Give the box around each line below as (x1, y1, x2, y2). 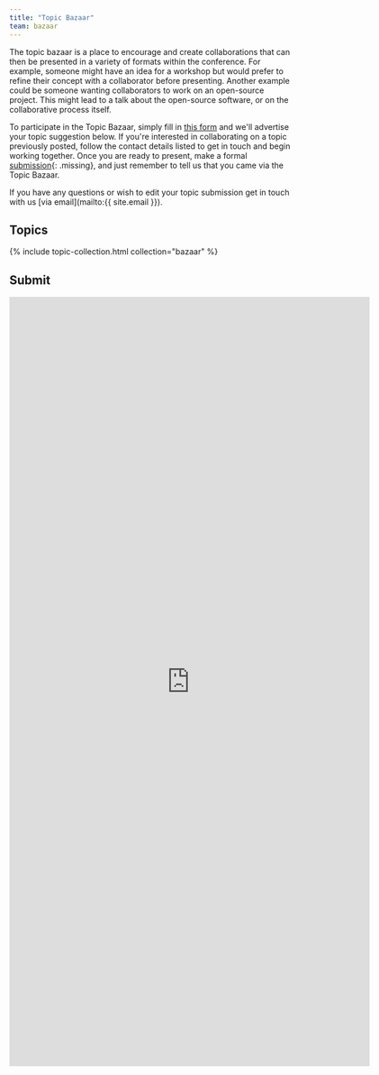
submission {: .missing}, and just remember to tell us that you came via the (9, 160, 284, 170)
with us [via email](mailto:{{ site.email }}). (9, 196, 164, 207)
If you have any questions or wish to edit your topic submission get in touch (9, 187, 290, 198)
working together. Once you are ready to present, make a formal (9, 150, 248, 161)
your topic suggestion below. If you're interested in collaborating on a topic (9, 131, 287, 142)
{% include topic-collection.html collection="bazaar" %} (9, 246, 219, 257)
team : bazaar (9, 22, 59, 31)
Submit (9, 272, 51, 288)
